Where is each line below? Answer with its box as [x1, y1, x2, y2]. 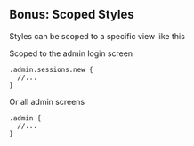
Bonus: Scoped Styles [9, 7, 135, 22]
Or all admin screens [9, 96, 85, 107]
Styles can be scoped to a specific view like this [9, 30, 185, 41]
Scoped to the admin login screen [9, 48, 133, 59]
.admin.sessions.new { [9, 65, 93, 74]
